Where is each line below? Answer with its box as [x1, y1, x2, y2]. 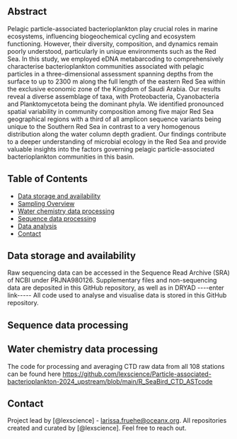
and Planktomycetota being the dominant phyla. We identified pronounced [7, 99, 224, 108]
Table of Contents [7, 173, 88, 185]
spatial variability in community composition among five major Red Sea [7, 107, 214, 115]
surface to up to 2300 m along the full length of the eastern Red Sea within [7, 77, 226, 86]
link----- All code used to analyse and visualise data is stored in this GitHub [7, 291, 227, 300]
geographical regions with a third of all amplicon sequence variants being [7, 115, 221, 123]
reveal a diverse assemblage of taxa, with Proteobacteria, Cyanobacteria [7, 92, 219, 101]
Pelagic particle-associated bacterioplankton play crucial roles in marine [7, 24, 218, 33]
